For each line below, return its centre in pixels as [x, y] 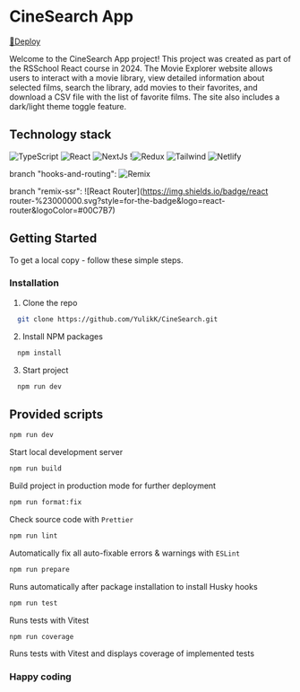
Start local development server [66, 452]
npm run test [34, 603]
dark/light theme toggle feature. [68, 106]
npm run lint [34, 536]
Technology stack [60, 135]
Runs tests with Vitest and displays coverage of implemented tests [132, 653]
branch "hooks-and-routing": [63, 173]
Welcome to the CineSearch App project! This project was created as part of [150, 58]
